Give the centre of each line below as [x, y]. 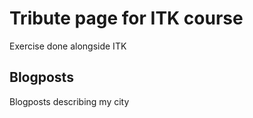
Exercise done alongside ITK [68, 46]
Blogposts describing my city [69, 101]
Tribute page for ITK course [126, 18]
